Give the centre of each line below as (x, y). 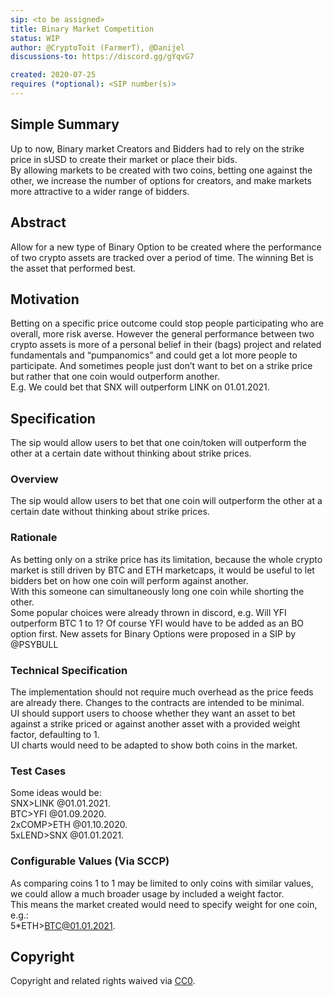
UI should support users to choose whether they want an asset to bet (153, 713)
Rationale (34, 538)
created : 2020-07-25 (53, 75)
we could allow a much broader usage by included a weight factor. (147, 893)
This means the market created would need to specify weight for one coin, (164, 904)
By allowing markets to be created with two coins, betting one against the (161, 170)
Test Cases (38, 771)
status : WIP (35, 38)
